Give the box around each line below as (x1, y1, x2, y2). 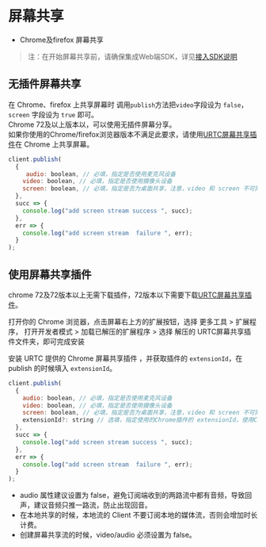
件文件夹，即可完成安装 (8, 336, 85, 346)
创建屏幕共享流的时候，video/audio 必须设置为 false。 (19, 530, 196, 540)
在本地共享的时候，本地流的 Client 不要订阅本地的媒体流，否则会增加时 (19, 511, 251, 520)
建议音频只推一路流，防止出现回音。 (33, 500, 152, 510)
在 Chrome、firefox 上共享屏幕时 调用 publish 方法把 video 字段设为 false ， (8, 100, 249, 109)
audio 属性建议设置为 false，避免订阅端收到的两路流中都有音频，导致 (19, 491, 245, 500)
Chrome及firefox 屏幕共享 (19, 35, 104, 44)
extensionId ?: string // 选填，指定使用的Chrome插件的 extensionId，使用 (22, 416, 254, 424)
